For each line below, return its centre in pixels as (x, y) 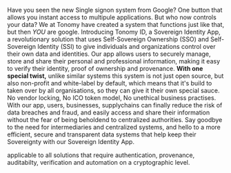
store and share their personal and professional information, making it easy (114, 61)
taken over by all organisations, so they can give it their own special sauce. (113, 90)
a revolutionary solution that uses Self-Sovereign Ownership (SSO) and (108, 39)
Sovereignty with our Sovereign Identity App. (71, 142)
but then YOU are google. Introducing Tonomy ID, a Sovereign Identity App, (114, 32)
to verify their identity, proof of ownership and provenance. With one (105, 69)
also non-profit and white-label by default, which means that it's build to (110, 83)
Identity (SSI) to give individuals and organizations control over (127, 47)
